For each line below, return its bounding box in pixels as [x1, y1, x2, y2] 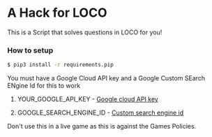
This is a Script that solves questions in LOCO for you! [7, 28, 162, 36]
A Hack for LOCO [7, 5, 107, 21]
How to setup [7, 45, 54, 55]
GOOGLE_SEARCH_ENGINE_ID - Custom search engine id [17, 108, 184, 117]
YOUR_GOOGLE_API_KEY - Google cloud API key [17, 95, 158, 103]
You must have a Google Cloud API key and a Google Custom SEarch [7, 74, 206, 82]
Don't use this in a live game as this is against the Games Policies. [7, 122, 197, 131]
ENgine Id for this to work [7, 82, 81, 90]
